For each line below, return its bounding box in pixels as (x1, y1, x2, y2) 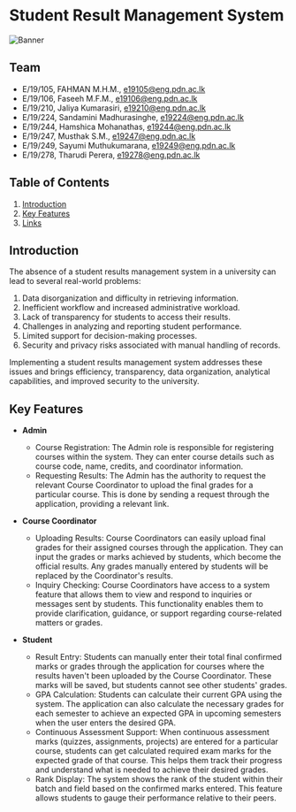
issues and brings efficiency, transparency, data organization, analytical (9, 366, 271, 377)
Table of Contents (9, 175, 110, 190)
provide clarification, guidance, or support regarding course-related (34, 608, 283, 619)
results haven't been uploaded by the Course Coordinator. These (34, 670, 272, 681)
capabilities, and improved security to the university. (9, 376, 201, 387)
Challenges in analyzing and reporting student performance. (21, 321, 242, 332)
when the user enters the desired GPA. (34, 717, 177, 728)
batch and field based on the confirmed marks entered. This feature (34, 784, 283, 794)
